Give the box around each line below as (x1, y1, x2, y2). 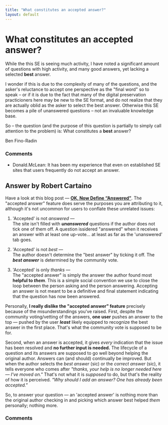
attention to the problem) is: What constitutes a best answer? (5, 128, 131, 134)
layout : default (5, 12, 39, 17)
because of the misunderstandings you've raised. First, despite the (5, 308, 143, 314)
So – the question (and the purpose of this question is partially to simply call (5, 123, 161, 129)
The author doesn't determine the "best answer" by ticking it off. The (12, 252, 155, 258)
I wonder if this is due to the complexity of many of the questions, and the (5, 81, 157, 87)
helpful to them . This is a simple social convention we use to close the (12, 277, 158, 283)
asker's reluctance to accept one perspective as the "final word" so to (5, 86, 149, 93)
